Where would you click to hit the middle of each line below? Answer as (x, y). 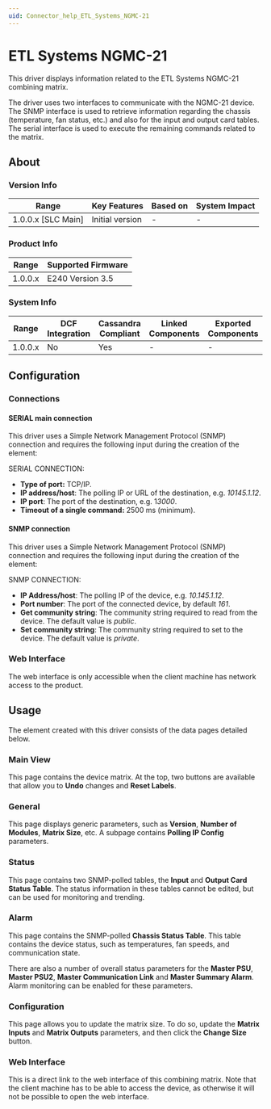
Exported (233, 323)
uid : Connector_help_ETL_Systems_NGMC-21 (79, 16)
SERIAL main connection (50, 418)
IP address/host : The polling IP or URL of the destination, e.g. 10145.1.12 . (140, 493)
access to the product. (46, 685)
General (24, 806)
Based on (170, 206)
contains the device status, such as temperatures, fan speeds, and (119, 944)
